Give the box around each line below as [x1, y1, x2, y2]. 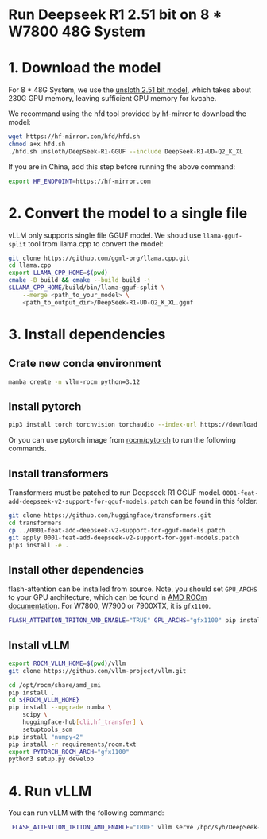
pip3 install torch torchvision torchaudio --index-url [8, 421, 197, 429]
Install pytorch [8, 400, 82, 413]
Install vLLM [8, 638, 70, 652]
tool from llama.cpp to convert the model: [27, 238, 164, 248]
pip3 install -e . [8, 541, 69, 549]
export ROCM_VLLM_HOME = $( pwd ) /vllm [8, 659, 126, 667]
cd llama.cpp [8, 261, 52, 269]
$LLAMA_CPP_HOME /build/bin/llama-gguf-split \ [8, 284, 165, 292]
